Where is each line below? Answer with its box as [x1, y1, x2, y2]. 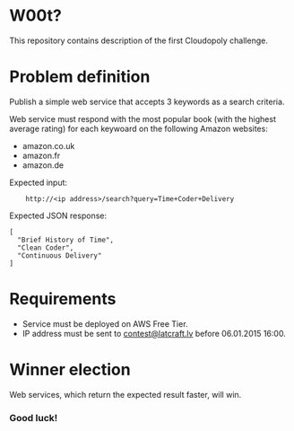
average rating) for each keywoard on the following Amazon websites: [9, 123, 269, 134]
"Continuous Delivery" [17, 251, 102, 260]
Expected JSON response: [9, 210, 108, 221]
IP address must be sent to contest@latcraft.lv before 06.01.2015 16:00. [22, 328, 287, 339]
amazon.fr [22, 150, 61, 161]
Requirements [9, 289, 117, 310]
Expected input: [9, 177, 68, 188]
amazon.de [22, 159, 65, 171]
